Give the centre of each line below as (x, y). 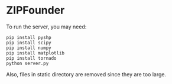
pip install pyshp (29, 37)
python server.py (27, 63)
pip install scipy (29, 43)
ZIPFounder (35, 10)
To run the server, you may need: (46, 27)
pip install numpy (29, 48)
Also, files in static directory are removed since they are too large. (86, 74)
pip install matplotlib (35, 53)
